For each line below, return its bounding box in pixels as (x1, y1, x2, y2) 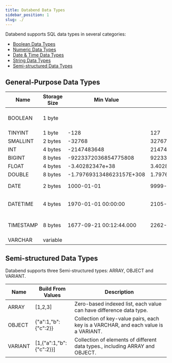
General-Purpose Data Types (5, 78, 100, 86)
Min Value (94, 96, 119, 103)
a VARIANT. (74, 328, 102, 335)
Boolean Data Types (12, 41, 56, 47)
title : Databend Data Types (5, 7, 66, 13)
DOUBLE (8, 171, 29, 178)
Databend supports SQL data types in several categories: (5, 31, 126, 37)
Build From (38, 285, 66, 292)
